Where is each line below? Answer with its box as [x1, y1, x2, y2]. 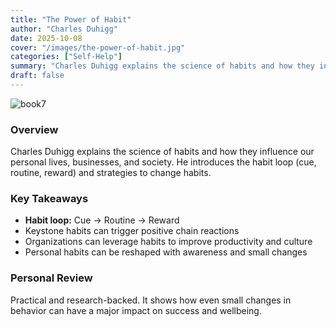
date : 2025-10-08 [10, 33, 83, 43]
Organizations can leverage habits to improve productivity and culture [24, 236, 313, 248]
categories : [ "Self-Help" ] [10, 52, 123, 62]
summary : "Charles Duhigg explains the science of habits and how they [10, 61, 315, 71]
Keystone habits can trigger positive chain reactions [24, 225, 240, 237]
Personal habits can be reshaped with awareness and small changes [24, 246, 308, 258]
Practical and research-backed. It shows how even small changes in [10, 294, 292, 306]
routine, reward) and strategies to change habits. [10, 167, 212, 179]
